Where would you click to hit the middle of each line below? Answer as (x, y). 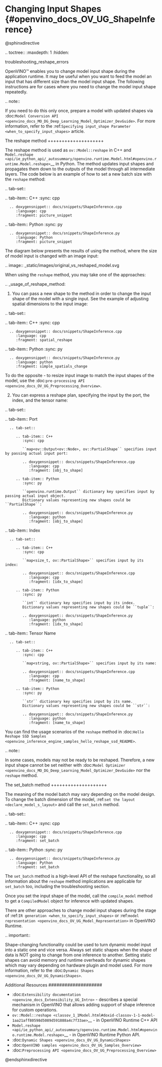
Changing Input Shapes (53, 9)
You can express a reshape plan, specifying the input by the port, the (81, 395)
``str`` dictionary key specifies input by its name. (78, 701)
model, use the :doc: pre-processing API (45, 380)
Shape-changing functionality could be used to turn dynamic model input (78, 944)
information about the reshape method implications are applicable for (74, 881)
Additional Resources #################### (54, 985)
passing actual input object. (36, 496)
